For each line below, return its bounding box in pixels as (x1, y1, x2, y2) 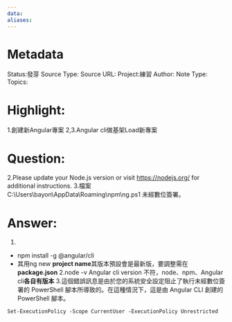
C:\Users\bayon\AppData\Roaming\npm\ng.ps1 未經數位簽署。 (7, 190, 185, 199)
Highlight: (7, 102, 66, 118)
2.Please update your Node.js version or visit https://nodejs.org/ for (7, 174, 200, 182)
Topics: (7, 78, 28, 87)
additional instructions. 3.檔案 (7, 181, 91, 190)
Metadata (7, 46, 64, 62)
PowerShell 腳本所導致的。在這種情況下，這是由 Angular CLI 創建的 (30, 285, 224, 294)
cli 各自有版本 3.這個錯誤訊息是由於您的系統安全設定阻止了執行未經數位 (17, 277, 220, 285)
